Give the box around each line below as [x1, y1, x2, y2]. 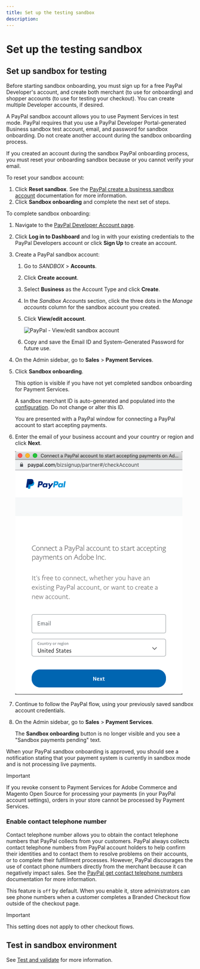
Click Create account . [23, 274, 79, 281]
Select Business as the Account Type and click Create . [23, 286, 160, 293]
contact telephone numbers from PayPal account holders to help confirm [6, 844, 186, 851]
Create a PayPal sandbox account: [14, 251, 100, 258]
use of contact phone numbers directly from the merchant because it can [6, 863, 187, 870]
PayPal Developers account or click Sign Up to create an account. [14, 239, 177, 246]
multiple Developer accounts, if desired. [6, 101, 104, 108]
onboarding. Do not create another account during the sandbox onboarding [6, 131, 192, 139]
